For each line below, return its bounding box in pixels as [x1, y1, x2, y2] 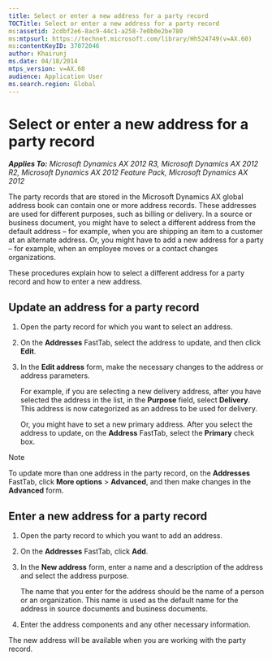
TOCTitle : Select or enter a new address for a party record [8, 20, 220, 28]
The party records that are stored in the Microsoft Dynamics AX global [8, 192, 244, 202]
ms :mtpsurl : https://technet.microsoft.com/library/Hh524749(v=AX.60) [8, 34, 253, 43]
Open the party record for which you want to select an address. [19, 322, 233, 332]
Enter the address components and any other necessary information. [19, 619, 251, 630]
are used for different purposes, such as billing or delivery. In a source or [8, 209, 253, 219]
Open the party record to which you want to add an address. [19, 531, 223, 541]
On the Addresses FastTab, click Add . [19, 546, 149, 557]
